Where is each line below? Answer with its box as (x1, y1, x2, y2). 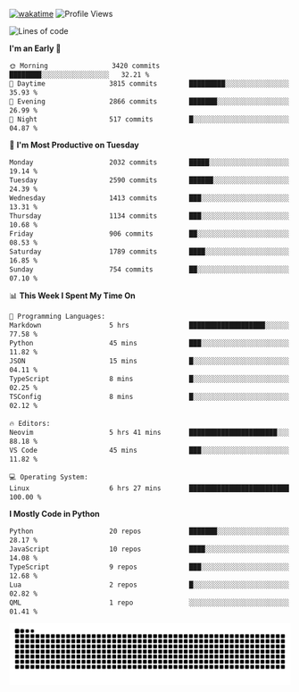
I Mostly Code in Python (9, 509, 100, 519)
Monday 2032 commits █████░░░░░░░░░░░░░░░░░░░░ (9, 158, 290, 167)
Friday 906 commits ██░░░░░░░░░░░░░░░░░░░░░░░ (9, 229, 290, 238)
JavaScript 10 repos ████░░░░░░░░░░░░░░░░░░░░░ (9, 545, 290, 554)
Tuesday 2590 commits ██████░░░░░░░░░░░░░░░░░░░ (9, 176, 290, 185)
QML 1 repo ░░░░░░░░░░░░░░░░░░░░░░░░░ (9, 598, 290, 607)
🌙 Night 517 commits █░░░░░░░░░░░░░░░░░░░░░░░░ (9, 115, 290, 124)
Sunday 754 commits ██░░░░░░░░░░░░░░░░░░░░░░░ (9, 265, 290, 274)
